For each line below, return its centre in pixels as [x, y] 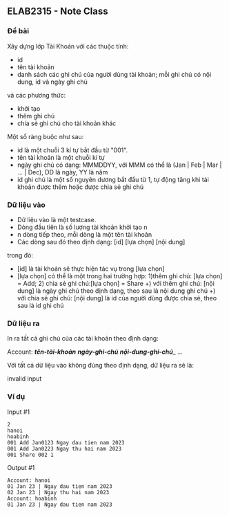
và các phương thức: [37, 95]
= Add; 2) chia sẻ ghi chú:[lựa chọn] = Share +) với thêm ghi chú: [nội [116, 283]
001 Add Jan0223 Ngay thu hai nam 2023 [64, 449]
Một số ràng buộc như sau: [46, 136]
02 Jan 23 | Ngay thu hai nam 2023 [58, 492]
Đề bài [18, 31]
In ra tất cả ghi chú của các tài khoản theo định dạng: [83, 338]
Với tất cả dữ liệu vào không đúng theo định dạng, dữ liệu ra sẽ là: [101, 365]
